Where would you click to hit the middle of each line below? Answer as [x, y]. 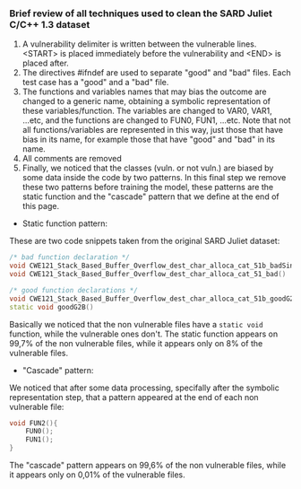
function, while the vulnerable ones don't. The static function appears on [144, 334]
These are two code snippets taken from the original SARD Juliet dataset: [145, 241]
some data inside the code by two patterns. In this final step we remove [154, 178]
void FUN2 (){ [34, 423]
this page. [41, 206]
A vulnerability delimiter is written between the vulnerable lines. [139, 44]
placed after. [45, 63]
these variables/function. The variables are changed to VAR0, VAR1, [147, 111]
